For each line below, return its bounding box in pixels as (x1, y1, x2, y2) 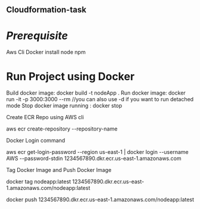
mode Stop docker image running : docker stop (6, 102, 122, 110)
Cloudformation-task (6, 5, 87, 15)
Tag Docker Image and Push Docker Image (6, 166, 112, 174)
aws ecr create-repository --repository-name (6, 125, 118, 132)
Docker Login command (6, 137, 66, 144)
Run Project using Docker (6, 69, 135, 83)
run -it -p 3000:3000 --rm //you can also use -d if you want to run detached (6, 96, 194, 103)
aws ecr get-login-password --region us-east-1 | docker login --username (6, 149, 189, 156)
